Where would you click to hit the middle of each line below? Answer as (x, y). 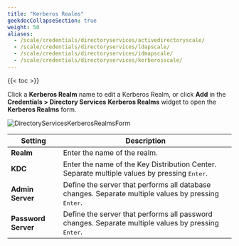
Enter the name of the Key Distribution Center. (140, 164)
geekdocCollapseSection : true (52, 21)
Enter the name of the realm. (110, 152)
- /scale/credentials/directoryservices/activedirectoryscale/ (109, 41)
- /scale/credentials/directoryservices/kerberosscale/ (98, 60)
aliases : (20, 34)
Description (145, 141)
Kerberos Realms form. (42, 109)
